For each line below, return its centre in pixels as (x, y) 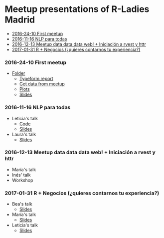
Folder (18, 73)
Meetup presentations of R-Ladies (77, 9)
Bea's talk (22, 204)
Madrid (20, 20)
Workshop (22, 180)
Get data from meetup (42, 84)
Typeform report (36, 79)
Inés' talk (21, 175)
